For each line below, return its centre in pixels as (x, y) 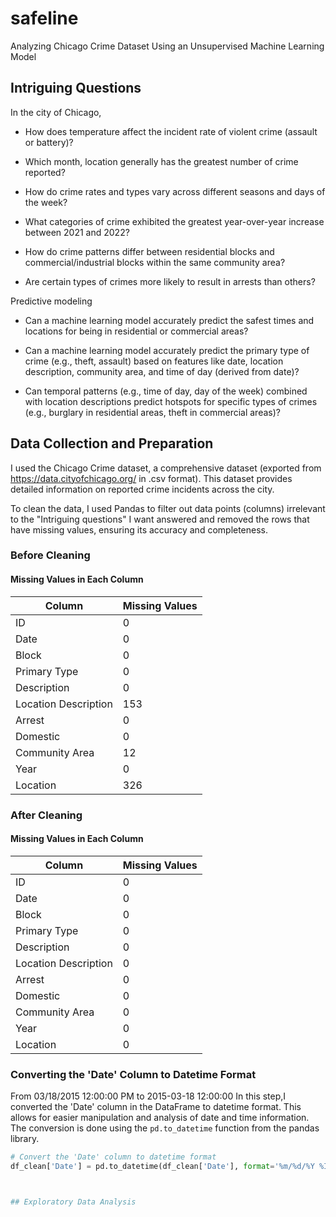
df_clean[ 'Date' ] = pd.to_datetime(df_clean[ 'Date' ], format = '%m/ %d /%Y (162, 1166)
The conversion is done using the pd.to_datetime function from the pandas (165, 1128)
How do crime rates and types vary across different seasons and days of (175, 191)
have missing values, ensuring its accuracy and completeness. (139, 529)
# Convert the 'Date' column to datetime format (113, 1157)
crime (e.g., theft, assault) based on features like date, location (154, 361)
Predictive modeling (51, 301)
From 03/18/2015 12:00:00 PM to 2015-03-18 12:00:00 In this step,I (148, 1096)
